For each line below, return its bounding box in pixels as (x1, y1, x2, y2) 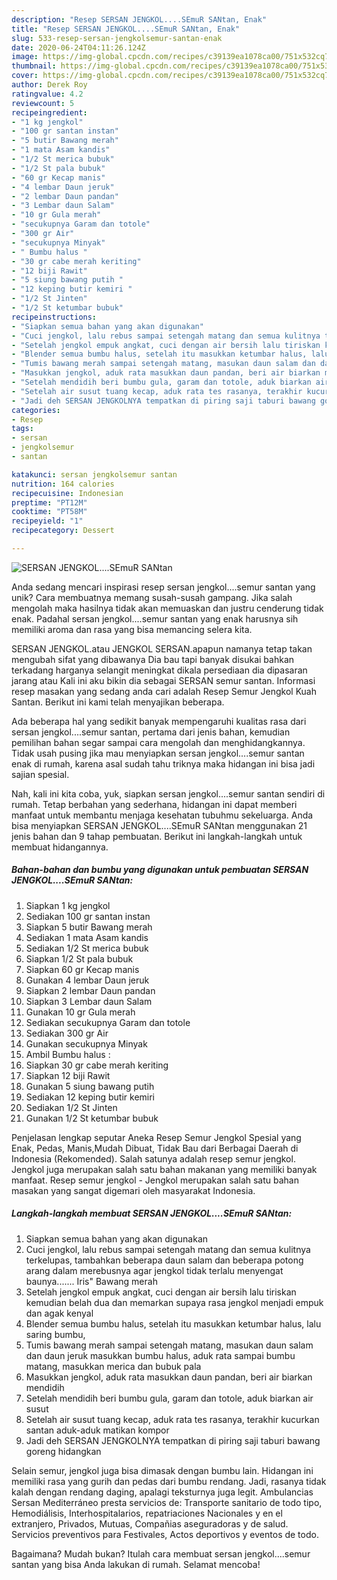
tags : (11, 424, 34, 434)
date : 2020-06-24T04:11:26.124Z (11, 42, 146, 53)
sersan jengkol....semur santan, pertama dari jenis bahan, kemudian (11, 726, 291, 738)
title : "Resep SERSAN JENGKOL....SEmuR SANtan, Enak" (11, 24, 241, 34)
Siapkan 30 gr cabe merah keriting (25, 1059, 169, 1071)
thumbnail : (11, 61, 57, 71)
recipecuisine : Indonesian (11, 488, 124, 498)
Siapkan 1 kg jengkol (25, 899, 111, 911)
